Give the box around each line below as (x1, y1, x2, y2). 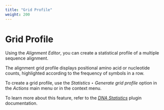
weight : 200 (5, 12, 30, 17)
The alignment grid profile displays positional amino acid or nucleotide (5, 65, 150, 71)
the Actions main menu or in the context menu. (5, 85, 101, 91)
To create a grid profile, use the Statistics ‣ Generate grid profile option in (5, 80, 157, 86)
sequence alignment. (5, 55, 48, 61)
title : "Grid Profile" (5, 7, 52, 12)
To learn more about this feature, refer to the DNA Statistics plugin (5, 95, 142, 101)
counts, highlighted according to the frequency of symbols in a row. (5, 70, 144, 76)
